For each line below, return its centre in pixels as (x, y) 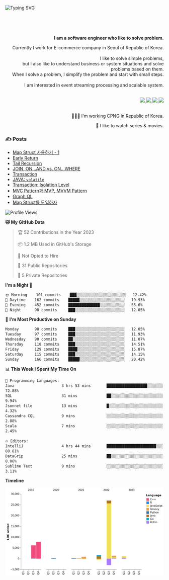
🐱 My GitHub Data (25, 222)
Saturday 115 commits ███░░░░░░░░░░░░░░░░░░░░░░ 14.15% (75, 355)
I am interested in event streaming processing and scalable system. (94, 85)
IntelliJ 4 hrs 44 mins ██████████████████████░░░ (84, 446)
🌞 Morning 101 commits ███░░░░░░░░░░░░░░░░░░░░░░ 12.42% (76, 295)
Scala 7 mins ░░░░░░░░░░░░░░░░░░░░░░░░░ (84, 426)
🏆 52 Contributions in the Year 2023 (56, 232)
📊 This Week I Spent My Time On (41, 369)
